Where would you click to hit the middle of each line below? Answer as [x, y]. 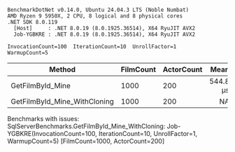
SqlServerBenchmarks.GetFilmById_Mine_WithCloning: [86, 126]
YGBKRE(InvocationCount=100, [52, 133]
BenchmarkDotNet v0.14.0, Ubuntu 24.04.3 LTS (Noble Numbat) [98, 10]
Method [62, 69]
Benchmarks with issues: [43, 119]
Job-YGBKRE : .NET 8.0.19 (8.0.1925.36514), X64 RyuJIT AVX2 [105, 34]
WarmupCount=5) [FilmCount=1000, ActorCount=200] [86, 141]
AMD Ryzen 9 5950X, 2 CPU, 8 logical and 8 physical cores [95, 16]
